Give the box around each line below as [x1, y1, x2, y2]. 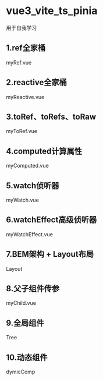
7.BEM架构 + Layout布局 [6, 249, 94, 259]
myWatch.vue [6, 196, 39, 203]
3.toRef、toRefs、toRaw [6, 111, 97, 121]
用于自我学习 [6, 24, 37, 31]
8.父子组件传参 [6, 284, 60, 294]
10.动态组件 [6, 352, 48, 362]
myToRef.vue [6, 128, 38, 135]
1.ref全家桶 [6, 43, 45, 53]
